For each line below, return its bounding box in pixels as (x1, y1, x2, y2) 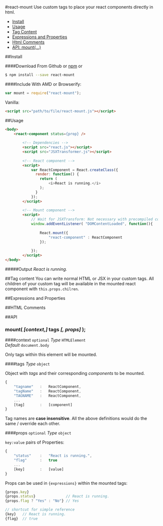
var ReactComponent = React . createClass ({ (31, 167, 118, 172)
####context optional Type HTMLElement (5, 337, 86, 343)
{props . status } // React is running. (5, 494, 110, 499)
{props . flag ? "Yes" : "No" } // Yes (5, 498, 79, 503)
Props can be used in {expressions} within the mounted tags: (5, 480, 128, 486)
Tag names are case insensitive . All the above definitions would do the (5, 416, 147, 421)
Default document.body (5, 342, 49, 348)
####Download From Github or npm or (5, 63, 83, 69)
